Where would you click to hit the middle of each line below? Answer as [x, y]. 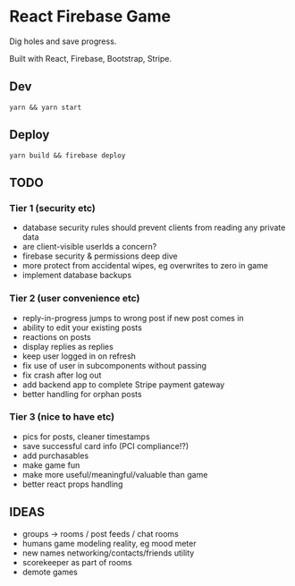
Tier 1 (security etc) [52, 208]
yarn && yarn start [46, 107]
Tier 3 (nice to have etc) [62, 417]
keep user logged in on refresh [79, 356]
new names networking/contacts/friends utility [108, 553]
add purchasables [55, 455]
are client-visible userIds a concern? [89, 247]
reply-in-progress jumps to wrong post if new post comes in [133, 318]
